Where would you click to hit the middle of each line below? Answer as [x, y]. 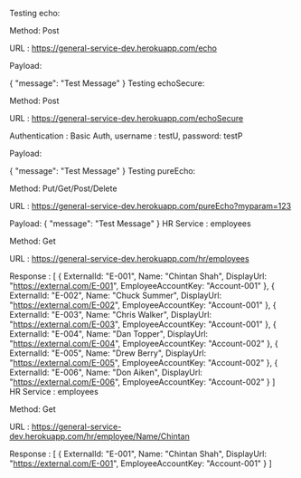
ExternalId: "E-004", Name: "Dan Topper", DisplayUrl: [109, 334]
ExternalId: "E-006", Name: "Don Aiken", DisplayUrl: [106, 372]
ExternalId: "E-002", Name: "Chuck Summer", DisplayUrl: [116, 295]
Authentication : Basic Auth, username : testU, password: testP [126, 136]
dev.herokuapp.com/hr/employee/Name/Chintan [99, 436]
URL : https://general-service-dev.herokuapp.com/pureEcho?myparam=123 [150, 206]
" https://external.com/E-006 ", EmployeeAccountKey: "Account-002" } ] [142, 382]
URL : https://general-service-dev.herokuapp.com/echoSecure [127, 118]
